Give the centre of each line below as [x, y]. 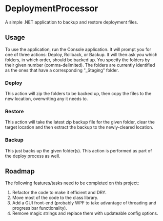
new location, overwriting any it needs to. [47, 99]
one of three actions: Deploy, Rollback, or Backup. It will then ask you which [81, 54]
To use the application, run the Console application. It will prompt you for [78, 49]
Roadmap [20, 171]
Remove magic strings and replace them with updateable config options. [85, 213]
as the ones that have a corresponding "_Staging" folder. [62, 70]
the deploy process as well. [32, 156]
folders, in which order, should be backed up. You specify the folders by [78, 60]
